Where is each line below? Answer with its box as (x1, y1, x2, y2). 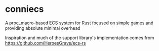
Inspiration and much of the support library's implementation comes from (5, 35, 155, 41)
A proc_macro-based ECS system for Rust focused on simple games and (5, 20, 154, 26)
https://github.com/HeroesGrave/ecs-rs (5, 40, 86, 46)
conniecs (5, 3, 44, 15)
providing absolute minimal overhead (5, 25, 80, 31)
